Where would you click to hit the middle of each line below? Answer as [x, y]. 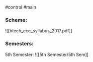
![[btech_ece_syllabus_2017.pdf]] [39, 31]
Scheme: [16, 20]
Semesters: [19, 44]
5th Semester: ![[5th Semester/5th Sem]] [47, 55]
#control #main [21, 7]
